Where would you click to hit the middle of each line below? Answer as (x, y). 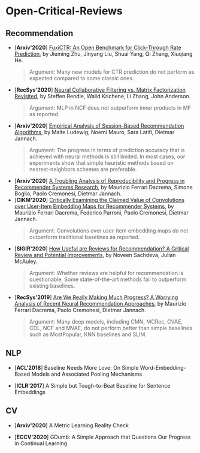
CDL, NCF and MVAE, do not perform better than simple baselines (110, 328)
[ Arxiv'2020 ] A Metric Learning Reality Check (72, 425)
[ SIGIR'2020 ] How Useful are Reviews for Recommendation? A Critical (101, 249)
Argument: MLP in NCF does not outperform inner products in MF (110, 108)
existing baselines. (52, 286)
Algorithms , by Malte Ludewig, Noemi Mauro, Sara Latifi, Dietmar (94, 132)
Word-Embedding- (163, 367)
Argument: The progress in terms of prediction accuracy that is (107, 150)
